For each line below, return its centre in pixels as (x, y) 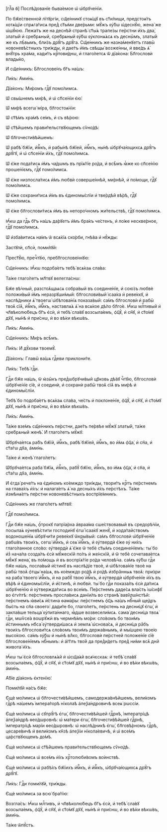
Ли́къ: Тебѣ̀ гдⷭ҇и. (22, 369)
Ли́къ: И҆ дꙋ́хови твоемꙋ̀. (31, 348)
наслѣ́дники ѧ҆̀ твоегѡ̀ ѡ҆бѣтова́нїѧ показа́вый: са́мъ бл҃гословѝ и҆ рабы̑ (80, 300)
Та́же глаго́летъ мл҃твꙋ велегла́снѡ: (43, 278)
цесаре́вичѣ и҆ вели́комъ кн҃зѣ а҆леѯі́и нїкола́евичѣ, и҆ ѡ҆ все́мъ (71, 731)
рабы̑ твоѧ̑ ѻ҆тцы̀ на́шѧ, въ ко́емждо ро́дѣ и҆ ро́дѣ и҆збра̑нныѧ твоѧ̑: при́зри (83, 572)
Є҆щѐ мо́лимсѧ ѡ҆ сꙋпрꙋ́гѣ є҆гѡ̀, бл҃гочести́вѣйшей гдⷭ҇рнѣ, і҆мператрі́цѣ (78, 714)
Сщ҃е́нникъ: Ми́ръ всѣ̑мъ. (32, 338)
